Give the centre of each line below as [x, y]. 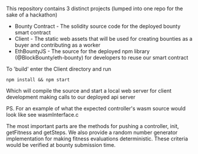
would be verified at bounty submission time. [61, 145]
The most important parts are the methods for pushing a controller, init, [92, 126]
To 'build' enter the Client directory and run [59, 69]
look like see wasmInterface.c [42, 115]
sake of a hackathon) [32, 15]
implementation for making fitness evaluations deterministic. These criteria [97, 139]
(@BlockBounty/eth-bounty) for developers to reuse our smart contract [101, 58]
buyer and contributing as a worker [57, 45]
